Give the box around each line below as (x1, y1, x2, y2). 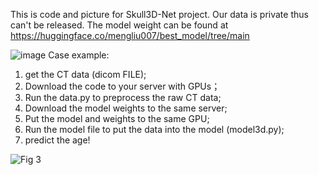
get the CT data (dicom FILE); (24, 69, 147, 80)
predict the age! (24, 134, 91, 146)
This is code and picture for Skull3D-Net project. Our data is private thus (10, 9, 309, 20)
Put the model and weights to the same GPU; (24, 113, 210, 124)
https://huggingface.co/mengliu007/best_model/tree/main (10, 30, 250, 41)
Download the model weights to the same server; (24, 102, 228, 114)
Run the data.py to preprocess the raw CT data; (24, 92, 222, 103)
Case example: (48, 49, 110, 61)
